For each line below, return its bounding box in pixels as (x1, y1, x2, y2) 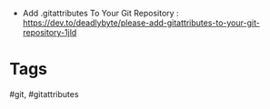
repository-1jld (22, 27, 77, 37)
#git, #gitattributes (9, 88, 79, 99)
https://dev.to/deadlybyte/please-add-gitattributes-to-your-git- (22, 17, 261, 28)
